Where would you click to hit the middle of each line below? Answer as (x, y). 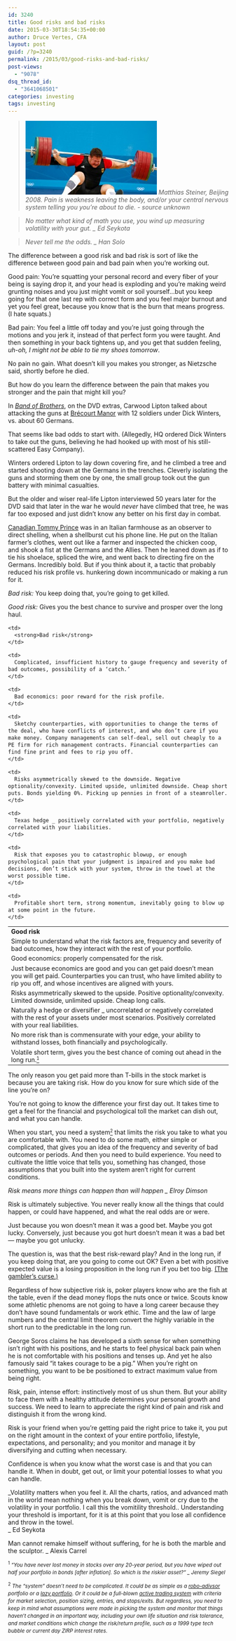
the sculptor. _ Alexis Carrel (47, 1551)
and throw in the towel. (41, 1522)
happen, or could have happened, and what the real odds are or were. (109, 1212)
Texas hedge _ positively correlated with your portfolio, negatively (119, 821)
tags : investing (32, 104)
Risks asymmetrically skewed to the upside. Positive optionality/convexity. (118, 993)
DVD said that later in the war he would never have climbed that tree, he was (118, 507)
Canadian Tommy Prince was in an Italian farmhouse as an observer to (110, 528)
